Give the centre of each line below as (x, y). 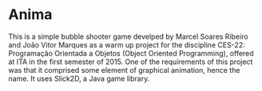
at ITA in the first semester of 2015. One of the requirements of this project (131, 62)
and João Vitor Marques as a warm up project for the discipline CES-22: (127, 44)
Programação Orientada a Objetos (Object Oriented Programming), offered (131, 53)
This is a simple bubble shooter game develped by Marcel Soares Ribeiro (129, 36)
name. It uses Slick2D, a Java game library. (79, 78)
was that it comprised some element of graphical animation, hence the (124, 70)
